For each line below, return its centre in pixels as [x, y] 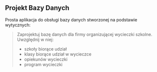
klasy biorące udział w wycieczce [58, 54]
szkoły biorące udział [45, 49]
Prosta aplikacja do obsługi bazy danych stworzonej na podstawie [71, 19]
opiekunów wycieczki [46, 59]
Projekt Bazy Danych [37, 8]
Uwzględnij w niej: [35, 39]
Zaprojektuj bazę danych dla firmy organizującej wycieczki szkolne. [85, 34]
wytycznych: [18, 25]
